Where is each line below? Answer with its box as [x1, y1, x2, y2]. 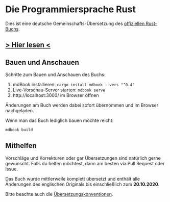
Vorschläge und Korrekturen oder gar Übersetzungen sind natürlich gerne [5, 155, 161, 161]
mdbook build [5, 128, 33, 133]
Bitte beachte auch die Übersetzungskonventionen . [5, 191, 113, 197]
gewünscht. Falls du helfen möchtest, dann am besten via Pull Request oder [5, 160, 165, 166]
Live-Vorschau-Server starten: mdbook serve [12, 87, 106, 93]
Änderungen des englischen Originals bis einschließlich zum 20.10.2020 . [5, 181, 160, 187]
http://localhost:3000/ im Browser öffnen [12, 92, 99, 98]
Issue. [5, 166, 18, 172]
